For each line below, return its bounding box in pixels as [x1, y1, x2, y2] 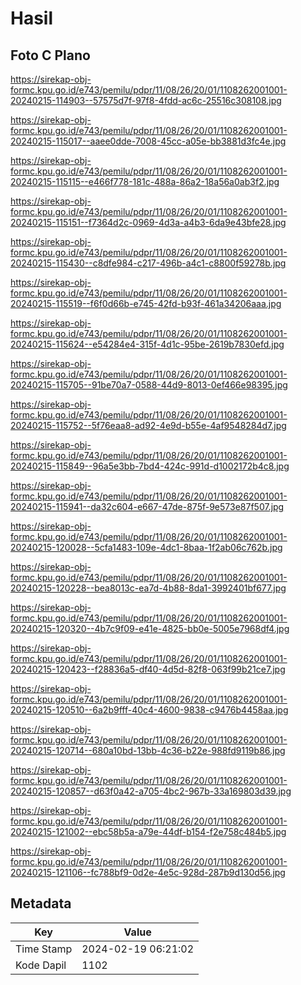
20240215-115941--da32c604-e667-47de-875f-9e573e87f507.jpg [10, 501, 285, 512]
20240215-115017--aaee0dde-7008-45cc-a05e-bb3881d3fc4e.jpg [10, 135, 287, 147]
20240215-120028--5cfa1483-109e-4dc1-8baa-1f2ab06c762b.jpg [10, 542, 283, 553]
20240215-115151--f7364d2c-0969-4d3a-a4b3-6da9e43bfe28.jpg [10, 217, 287, 228]
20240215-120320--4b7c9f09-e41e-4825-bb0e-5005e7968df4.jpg [10, 623, 290, 634]
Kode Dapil [15, 958, 67, 972]
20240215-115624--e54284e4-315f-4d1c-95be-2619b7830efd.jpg [10, 338, 285, 350]
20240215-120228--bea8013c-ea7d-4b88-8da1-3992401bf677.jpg [10, 582, 287, 594]
